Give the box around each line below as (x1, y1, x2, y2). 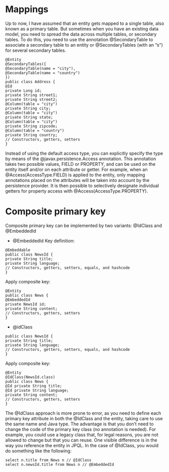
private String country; (5, 132, 58, 137)
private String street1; (5, 92, 58, 97)
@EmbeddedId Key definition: (12, 237, 75, 244)
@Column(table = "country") (5, 128, 65, 133)
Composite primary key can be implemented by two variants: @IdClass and (5, 222, 162, 229)
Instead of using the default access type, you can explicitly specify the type (5, 150, 163, 156)
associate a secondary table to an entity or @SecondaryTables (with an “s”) (5, 42, 163, 48)
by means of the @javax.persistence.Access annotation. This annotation (5, 156, 156, 162)
